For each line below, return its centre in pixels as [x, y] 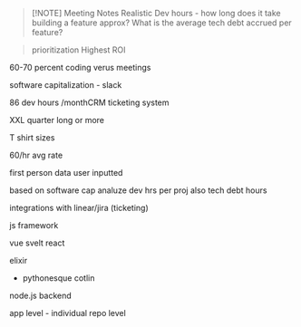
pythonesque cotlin [58, 278]
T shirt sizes [32, 138]
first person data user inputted [66, 173]
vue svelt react [37, 243]
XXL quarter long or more [57, 120]
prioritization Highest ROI [78, 50]
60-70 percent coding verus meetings [80, 67]
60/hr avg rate [36, 155]
